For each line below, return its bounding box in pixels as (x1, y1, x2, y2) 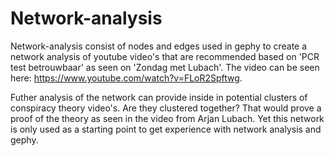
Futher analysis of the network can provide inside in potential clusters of (10, 91, 308, 103)
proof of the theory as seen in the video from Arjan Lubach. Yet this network (10, 112, 325, 124)
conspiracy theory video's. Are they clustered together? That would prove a (10, 102, 322, 114)
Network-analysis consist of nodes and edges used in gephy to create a (10, 40, 308, 52)
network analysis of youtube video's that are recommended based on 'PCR (10, 50, 320, 62)
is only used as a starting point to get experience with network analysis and (10, 123, 322, 135)
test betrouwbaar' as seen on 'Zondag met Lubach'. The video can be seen (10, 61, 320, 73)
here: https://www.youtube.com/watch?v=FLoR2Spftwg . (10, 72, 243, 84)
